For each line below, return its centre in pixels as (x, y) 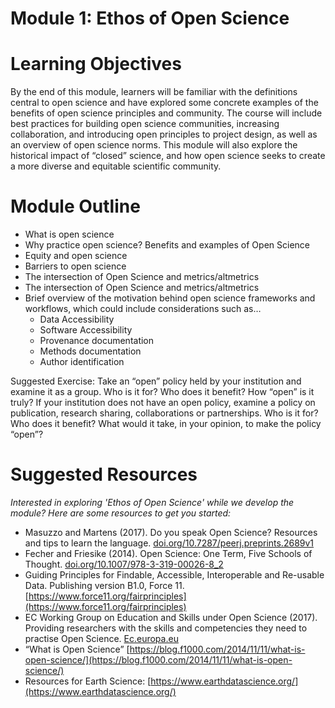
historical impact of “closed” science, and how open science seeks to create (168, 156)
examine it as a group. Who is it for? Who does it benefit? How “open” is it (162, 392)
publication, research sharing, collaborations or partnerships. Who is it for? (164, 413)
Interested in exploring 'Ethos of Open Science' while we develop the (152, 502)
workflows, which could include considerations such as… (143, 309)
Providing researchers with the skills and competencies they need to (166, 628)
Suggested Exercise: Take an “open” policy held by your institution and (156, 381)
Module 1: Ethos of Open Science (150, 18)
